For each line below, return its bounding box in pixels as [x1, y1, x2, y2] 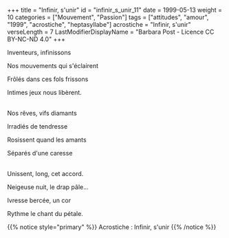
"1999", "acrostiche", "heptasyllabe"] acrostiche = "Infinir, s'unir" [7, 21, 191, 28]
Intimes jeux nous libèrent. [7, 89, 83, 96]
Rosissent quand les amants [7, 136, 87, 144]
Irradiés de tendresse [7, 122, 68, 130]
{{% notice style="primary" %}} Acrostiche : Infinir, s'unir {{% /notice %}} [7, 223, 217, 231]
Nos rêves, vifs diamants [7, 109, 77, 117]
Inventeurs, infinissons [7, 48, 72, 56]
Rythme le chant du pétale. [7, 210, 84, 217]
